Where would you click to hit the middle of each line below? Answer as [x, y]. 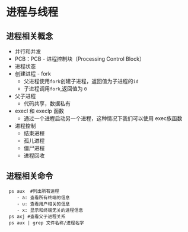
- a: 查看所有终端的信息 [43, 197]
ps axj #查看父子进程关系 [37, 217]
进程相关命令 [30, 176]
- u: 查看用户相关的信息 [43, 204]
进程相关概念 [30, 36]
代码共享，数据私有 [47, 104]
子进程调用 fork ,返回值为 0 [55, 89]
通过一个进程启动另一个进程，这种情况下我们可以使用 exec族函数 [103, 118]
